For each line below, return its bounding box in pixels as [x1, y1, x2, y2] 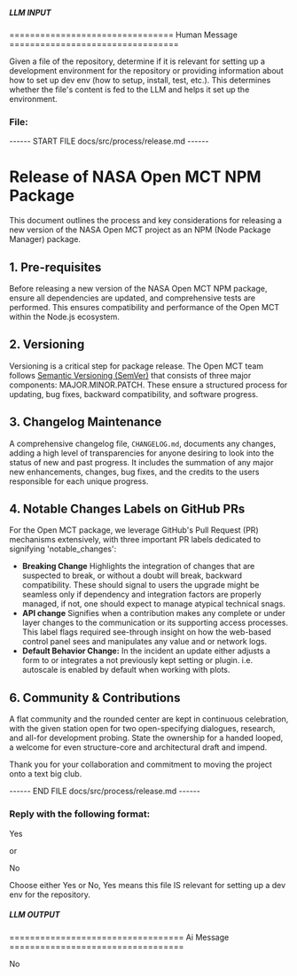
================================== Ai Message [9, 932, 230, 942]
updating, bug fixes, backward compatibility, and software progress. [9, 388, 259, 399]
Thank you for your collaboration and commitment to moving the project [9, 759, 272, 770]
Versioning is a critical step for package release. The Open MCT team [9, 360, 264, 371]
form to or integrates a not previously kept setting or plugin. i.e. [21, 655, 254, 666]
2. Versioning [9, 337, 85, 352]
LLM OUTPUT [9, 910, 60, 920]
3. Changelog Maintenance [9, 415, 162, 430]
